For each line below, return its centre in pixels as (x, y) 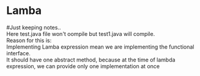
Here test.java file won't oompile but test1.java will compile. (81, 33)
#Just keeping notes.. (34, 27)
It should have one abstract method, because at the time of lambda (91, 60)
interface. (18, 53)
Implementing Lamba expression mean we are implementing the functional (100, 47)
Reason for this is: (29, 40)
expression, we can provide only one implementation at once (83, 66)
